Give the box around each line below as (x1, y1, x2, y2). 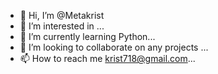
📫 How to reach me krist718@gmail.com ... (19, 53, 196, 64)
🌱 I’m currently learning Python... (19, 31, 156, 42)
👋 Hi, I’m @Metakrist (19, 10, 105, 21)
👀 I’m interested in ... (19, 20, 105, 32)
